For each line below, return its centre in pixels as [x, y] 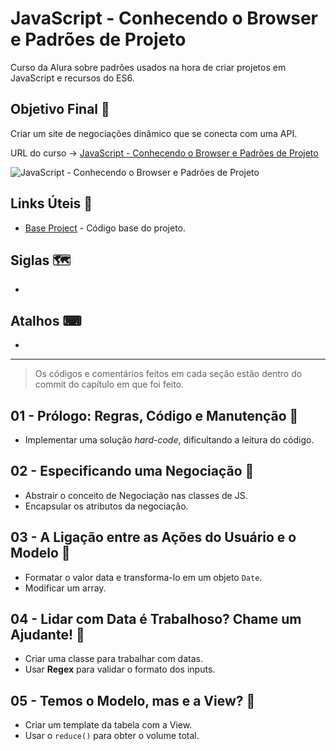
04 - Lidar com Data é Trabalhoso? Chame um [156, 619]
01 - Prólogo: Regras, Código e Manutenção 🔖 [154, 415]
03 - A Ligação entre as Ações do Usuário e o [153, 537]
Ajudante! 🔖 [47, 635]
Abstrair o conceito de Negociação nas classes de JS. [136, 495]
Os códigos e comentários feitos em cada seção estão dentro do [168, 374]
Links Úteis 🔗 [51, 203]
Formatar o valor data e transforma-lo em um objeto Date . [143, 577]
